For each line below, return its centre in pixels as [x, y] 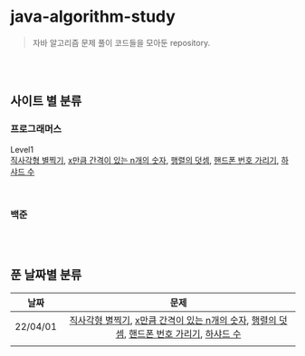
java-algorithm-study [93, 17]
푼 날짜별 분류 [46, 275]
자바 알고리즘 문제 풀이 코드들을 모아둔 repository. [121, 42]
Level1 [22, 149]
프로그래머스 [36, 129]
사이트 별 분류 [46, 101]
